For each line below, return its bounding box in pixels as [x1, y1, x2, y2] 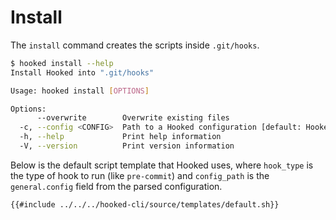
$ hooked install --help [10, 58, 114, 68]
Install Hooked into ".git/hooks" [10, 67, 155, 78]
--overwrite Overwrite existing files [36, 113, 230, 123]
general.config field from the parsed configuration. [10, 180, 223, 192]
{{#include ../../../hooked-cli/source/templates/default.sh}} [10, 199, 280, 210]
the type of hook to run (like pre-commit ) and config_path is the [10, 169, 270, 181]
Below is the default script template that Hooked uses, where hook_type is [10, 159, 314, 171]
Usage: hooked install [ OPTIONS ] [10, 86, 150, 96]
